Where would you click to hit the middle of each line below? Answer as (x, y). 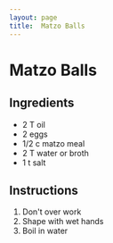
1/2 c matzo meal (53, 143)
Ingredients (42, 103)
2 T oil (34, 124)
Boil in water (45, 231)
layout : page (33, 17)
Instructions (44, 190)
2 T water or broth (55, 153)
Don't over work (52, 212)
